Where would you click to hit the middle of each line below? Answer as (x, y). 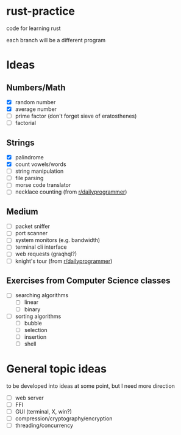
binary (32, 309)
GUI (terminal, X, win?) (43, 411)
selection (36, 330)
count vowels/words (41, 164)
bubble (33, 323)
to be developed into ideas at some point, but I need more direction (91, 386)
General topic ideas (56, 369)
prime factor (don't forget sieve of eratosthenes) (76, 116)
